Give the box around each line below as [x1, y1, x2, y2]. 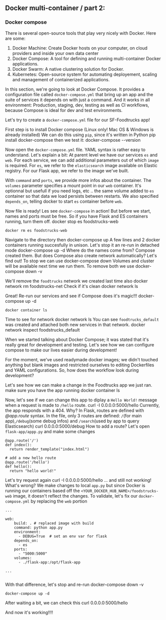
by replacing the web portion [30, 498, 87, 504]
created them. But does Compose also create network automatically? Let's [5, 252, 157, 258]
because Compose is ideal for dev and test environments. [5, 107, 123, 113]
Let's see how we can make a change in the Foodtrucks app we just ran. [5, 382, 152, 388]
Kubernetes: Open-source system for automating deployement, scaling [12, 71, 157, 77]
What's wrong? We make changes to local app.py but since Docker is [5, 482, 146, 488]
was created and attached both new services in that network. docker [5, 322, 146, 328]
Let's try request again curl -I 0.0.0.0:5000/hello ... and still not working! [5, 477, 152, 483]
